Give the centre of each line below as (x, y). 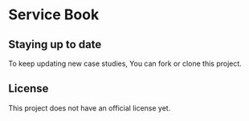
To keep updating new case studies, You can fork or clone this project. (125, 63)
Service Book (54, 15)
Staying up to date (55, 44)
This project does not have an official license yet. (90, 108)
